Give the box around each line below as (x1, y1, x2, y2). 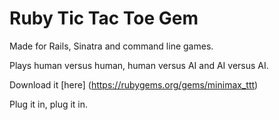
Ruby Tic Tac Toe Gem (9, 7, 199, 30)
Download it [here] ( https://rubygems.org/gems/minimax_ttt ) (9, 78, 259, 91)
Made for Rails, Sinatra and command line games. (9, 40, 214, 52)
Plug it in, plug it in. (9, 98, 89, 110)
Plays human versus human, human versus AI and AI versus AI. (9, 59, 269, 71)
